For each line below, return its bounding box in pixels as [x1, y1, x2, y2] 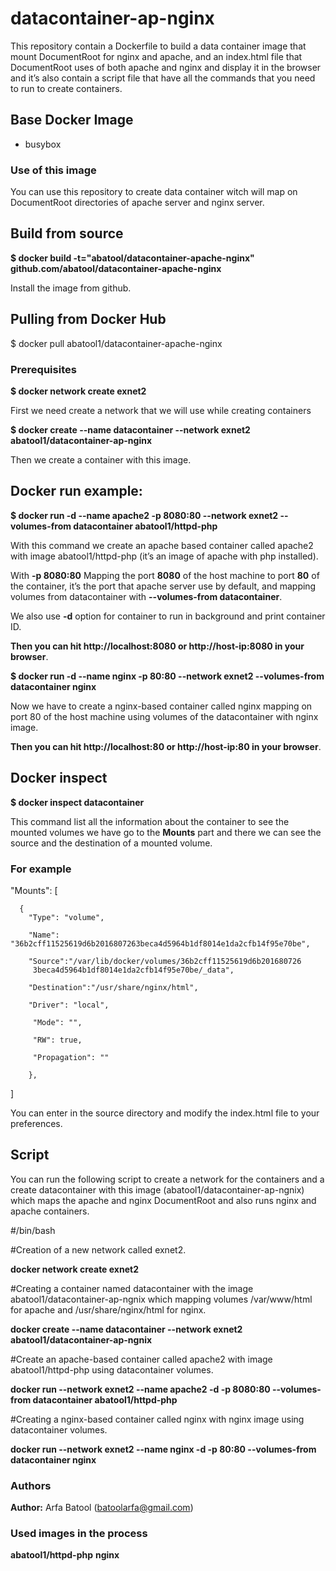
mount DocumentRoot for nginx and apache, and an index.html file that [10, 50, 303, 62]
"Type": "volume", [28, 912, 105, 922]
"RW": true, [32, 1035, 83, 1045]
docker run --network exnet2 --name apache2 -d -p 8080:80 [10, 1383, 271, 1395]
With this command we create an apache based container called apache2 [10, 539, 314, 551]
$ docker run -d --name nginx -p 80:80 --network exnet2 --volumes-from [10, 670, 325, 682]
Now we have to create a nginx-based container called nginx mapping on [10, 700, 313, 712]
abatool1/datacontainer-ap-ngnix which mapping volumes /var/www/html [10, 1293, 313, 1305]
